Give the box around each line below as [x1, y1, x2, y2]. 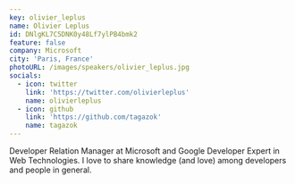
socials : [9, 71, 42, 80]
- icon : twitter [17, 79, 78, 88]
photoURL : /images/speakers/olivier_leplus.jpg [9, 63, 190, 72]
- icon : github [17, 105, 74, 113]
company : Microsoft [9, 46, 82, 55]
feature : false [9, 38, 66, 47]
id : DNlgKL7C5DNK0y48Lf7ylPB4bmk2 [9, 29, 139, 38]
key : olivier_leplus [9, 13, 87, 22]
